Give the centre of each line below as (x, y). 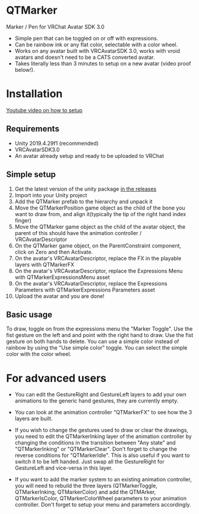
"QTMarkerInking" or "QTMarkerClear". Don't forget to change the (96, 449)
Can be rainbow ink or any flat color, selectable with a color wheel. (96, 45)
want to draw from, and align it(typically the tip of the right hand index (100, 214)
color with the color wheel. (39, 354)
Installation (34, 94)
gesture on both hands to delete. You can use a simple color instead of (93, 341)
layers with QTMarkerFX (44, 264)
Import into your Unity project (51, 195)
